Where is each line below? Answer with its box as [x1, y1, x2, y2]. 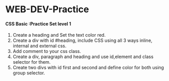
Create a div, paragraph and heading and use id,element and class [12, 53, 154, 60]
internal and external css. [12, 43, 67, 49]
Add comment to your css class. [12, 48, 81, 55]
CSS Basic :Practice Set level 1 [5, 20, 71, 26]
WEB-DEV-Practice [5, 4, 89, 15]
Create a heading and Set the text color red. [12, 32, 106, 38]
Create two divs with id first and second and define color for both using [12, 65, 164, 71]
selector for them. [12, 59, 51, 65]
